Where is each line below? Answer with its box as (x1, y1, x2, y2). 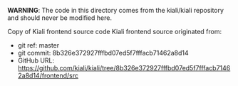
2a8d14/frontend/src (17, 71, 79, 80)
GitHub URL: (17, 56, 55, 65)
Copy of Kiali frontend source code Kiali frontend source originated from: (7, 28, 222, 36)
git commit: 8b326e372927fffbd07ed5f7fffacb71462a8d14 (17, 49, 189, 57)
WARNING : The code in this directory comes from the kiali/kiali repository (7, 6, 224, 14)
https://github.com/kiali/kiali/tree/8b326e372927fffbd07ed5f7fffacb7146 (17, 64, 231, 72)
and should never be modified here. (7, 14, 113, 22)
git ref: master (17, 41, 60, 49)
